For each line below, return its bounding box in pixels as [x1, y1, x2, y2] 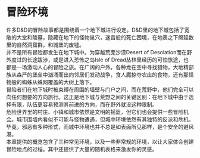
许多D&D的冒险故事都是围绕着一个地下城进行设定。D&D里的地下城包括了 [6, 26, 185, 33]
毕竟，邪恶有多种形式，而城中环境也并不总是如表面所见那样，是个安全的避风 [6, 123, 194, 130]
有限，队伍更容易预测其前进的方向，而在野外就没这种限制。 [11, 101, 158, 108]
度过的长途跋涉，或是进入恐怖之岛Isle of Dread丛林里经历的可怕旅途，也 [11, 56, 189, 63]
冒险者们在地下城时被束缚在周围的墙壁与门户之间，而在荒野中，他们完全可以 [6, 86, 194, 93]
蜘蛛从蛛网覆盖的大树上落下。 [21, 78, 95, 85]
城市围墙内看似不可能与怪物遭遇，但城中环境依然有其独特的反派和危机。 [16, 116, 194, 123]
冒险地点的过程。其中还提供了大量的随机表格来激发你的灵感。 [6, 145, 158, 153]
